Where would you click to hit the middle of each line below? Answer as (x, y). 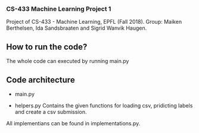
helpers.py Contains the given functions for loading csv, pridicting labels (104, 105)
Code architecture (41, 80)
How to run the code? (47, 47)
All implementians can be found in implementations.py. (73, 123)
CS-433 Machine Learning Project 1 (59, 9)
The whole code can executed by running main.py (68, 61)
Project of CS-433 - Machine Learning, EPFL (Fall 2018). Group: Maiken (94, 22)
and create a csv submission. (51, 112)
